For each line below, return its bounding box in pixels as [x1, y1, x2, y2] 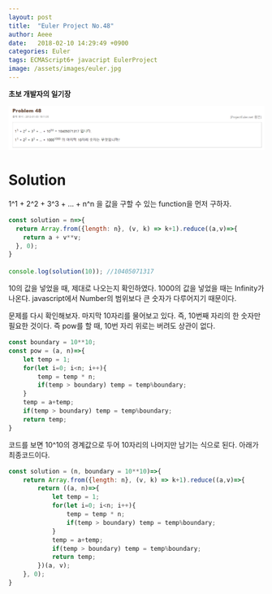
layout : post [8, 13, 53, 21]
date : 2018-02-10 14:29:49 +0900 [8, 39, 129, 47]
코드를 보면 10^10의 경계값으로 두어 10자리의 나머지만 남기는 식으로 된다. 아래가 [8, 439, 259, 449]
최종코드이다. [8, 450, 50, 460]
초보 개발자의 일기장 [8, 89, 71, 98]
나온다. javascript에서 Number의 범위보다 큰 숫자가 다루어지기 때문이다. [8, 294, 237, 304]
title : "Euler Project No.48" [8, 21, 114, 30]
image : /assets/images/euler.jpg [8, 65, 122, 73]
